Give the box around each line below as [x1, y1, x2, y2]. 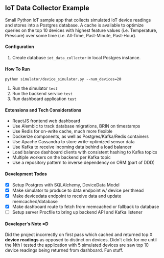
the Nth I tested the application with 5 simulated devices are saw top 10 [5, 242, 149, 248]
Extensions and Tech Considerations [5, 107, 82, 113]
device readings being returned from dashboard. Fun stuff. [5, 247, 123, 253]
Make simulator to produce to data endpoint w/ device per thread [12, 187, 144, 193]
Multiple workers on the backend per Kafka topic [12, 155, 111, 160]
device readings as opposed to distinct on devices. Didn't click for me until [5, 237, 157, 243]
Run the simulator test [12, 85, 58, 91]
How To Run [5, 66, 30, 72]
